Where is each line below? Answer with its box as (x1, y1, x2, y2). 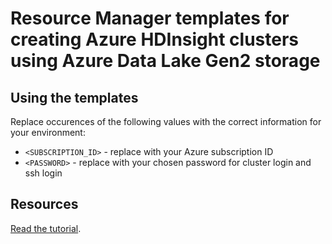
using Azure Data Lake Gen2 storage (10, 50, 321, 72)
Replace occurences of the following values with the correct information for (10, 116, 322, 127)
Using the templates (10, 89, 139, 106)
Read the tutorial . (10, 222, 82, 234)
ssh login (24, 167, 63, 179)
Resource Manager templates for (10, 7, 290, 30)
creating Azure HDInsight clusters (10, 28, 300, 51)
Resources (10, 196, 79, 213)
